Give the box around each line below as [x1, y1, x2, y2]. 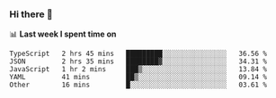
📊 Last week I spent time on [9, 29, 117, 39]
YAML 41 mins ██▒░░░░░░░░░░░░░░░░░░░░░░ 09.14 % [9, 73, 268, 82]
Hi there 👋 [9, 8, 54, 20]
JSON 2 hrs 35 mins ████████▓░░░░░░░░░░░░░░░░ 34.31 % [9, 57, 268, 66]
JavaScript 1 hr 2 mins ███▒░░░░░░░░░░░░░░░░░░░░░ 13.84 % [9, 65, 268, 74]
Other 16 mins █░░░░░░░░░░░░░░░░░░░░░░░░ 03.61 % [9, 80, 268, 90]
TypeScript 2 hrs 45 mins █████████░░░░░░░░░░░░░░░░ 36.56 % [9, 49, 268, 59]
